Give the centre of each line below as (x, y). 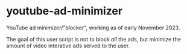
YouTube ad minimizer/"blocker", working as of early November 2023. (93, 28)
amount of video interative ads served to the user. (68, 46)
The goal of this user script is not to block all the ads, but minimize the (93, 39)
